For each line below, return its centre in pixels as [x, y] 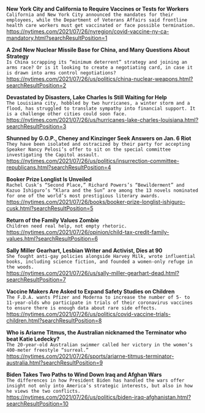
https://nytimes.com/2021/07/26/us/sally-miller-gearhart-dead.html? [93, 273]
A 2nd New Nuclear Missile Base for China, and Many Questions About [98, 50]
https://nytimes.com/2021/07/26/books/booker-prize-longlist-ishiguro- [96, 202]
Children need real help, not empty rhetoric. [67, 226]
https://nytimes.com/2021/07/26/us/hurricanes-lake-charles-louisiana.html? [102, 120]
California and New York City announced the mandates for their [90, 15]
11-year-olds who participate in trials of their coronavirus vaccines [99, 303]
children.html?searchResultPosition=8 [54, 320]
